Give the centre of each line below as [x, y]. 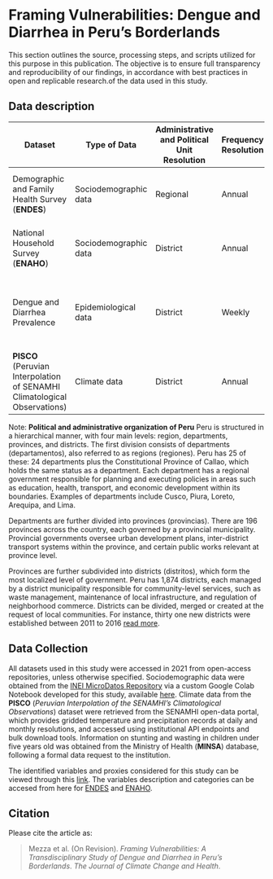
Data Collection [48, 649]
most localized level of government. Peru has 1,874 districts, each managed [135, 579]
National [28, 232]
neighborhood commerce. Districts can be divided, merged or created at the [136, 605]
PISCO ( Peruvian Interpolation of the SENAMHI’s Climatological [115, 703]
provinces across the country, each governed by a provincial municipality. [132, 529]
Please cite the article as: [50, 833]
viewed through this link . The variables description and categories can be [131, 779]
